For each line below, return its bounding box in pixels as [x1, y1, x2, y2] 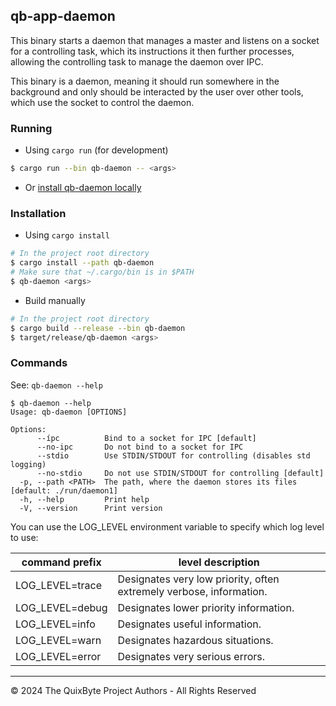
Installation [10, 206, 67, 220]
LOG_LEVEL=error [15, 649, 102, 663]
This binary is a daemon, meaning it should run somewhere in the [10, 75, 280, 87]
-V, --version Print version [19, 503, 163, 513]
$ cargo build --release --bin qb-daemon [10, 323, 186, 333]
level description [178, 555, 260, 569]
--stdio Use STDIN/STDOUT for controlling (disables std [36, 450, 311, 461]
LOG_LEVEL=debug [15, 600, 108, 614]
